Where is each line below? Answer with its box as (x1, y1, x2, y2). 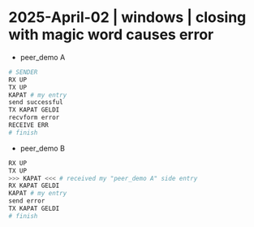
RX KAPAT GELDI (8, 181, 60, 190)
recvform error (8, 114, 60, 122)
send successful (8, 98, 63, 107)
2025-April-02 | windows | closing (8, 8, 247, 27)
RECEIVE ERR (8, 121, 49, 129)
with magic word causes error (8, 25, 214, 44)
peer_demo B (19, 143, 65, 153)
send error (8, 197, 45, 205)
